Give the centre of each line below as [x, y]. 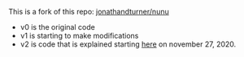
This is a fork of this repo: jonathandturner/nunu [89, 12]
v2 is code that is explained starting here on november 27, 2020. [128, 44]
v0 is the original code [57, 27]
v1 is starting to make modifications [79, 36]
